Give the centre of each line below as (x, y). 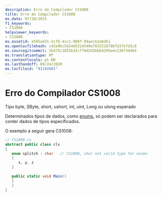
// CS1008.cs (18, 140)
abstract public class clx (33, 144)
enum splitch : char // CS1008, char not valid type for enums (80, 153)
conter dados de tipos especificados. (43, 121)
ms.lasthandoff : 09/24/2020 (34, 64)
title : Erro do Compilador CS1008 (40, 14)
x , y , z (26, 163)
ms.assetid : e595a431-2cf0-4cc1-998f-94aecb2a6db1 (58, 42)
